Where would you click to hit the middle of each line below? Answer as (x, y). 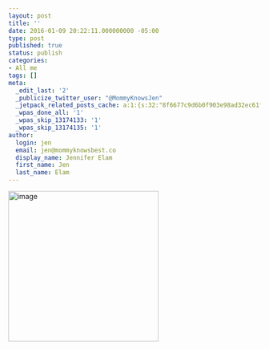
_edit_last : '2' (42, 90)
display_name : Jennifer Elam (64, 157)
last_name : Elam (42, 173)
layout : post (30, 16)
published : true (35, 46)
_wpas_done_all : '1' (50, 113)
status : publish (35, 53)
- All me (23, 68)
